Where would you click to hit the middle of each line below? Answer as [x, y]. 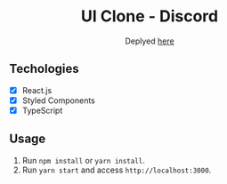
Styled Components [59, 100]
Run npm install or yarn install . [83, 160]
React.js [37, 90]
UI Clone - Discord [150, 16]
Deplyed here [150, 41]
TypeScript [42, 110]
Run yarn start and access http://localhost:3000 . [117, 170]
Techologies [44, 69]
